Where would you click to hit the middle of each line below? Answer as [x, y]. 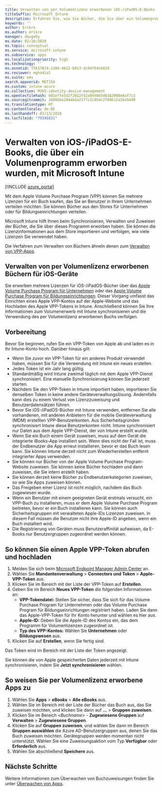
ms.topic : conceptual [27, 46]
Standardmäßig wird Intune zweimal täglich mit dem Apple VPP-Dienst [82, 374]
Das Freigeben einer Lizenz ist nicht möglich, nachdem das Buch [77, 487]
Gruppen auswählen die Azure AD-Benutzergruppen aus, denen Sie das [85, 731]
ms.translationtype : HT [29, 105]
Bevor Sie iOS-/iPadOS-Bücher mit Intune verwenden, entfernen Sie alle [84, 410]
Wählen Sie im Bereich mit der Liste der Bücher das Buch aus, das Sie [82, 705]
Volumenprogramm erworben [66, 163]
